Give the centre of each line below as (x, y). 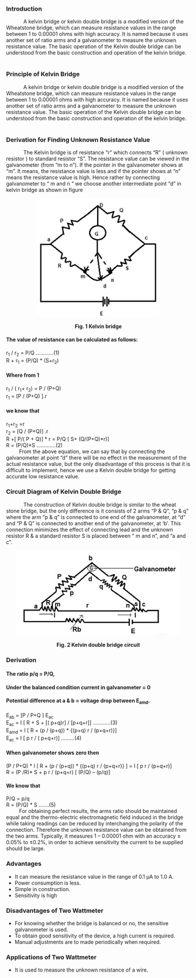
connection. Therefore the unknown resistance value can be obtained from (97, 830)
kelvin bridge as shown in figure (44, 190)
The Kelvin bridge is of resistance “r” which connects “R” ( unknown (106, 152)
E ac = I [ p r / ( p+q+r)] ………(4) (44, 738)
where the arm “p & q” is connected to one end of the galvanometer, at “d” (96, 517)
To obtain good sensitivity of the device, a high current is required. (95, 936)
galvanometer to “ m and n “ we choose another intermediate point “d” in (94, 183)
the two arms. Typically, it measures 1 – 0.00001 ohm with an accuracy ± (94, 836)
